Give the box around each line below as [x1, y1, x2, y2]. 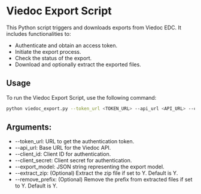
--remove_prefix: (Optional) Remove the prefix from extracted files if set [14, 176, 193, 183]
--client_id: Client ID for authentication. [14, 150, 111, 158]
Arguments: [6, 122, 52, 133]
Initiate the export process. [14, 48, 81, 55]
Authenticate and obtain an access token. [14, 42, 118, 49]
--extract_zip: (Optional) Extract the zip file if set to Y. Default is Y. [14, 170, 178, 177]
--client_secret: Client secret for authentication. [14, 157, 132, 164]
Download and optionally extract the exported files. [14, 61, 142, 68]
